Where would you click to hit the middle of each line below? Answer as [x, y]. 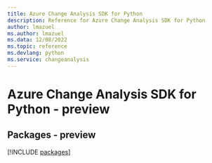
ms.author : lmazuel [36, 33]
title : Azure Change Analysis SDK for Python [75, 14]
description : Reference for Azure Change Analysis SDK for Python [106, 20]
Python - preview [59, 109]
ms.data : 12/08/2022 [38, 40]
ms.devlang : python [36, 53]
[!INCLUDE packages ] [39, 152]
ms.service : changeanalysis [48, 60]
